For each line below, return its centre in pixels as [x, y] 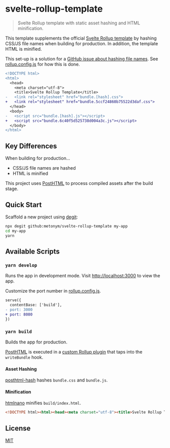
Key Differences [31, 146]
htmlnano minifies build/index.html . [43, 403]
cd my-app [16, 231]
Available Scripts [32, 251]
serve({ [13, 300]
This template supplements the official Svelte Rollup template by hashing [81, 38]
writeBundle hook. [24, 357]
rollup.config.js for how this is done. [42, 64]
